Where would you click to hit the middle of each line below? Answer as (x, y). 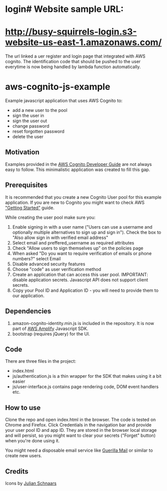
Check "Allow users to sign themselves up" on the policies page (78, 248)
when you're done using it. (32, 441)
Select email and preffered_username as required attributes (73, 243)
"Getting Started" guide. (30, 208)
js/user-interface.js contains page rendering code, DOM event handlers (85, 387)
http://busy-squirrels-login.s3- (71, 32)
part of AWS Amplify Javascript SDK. (50, 328)
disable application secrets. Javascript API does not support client (80, 280)
